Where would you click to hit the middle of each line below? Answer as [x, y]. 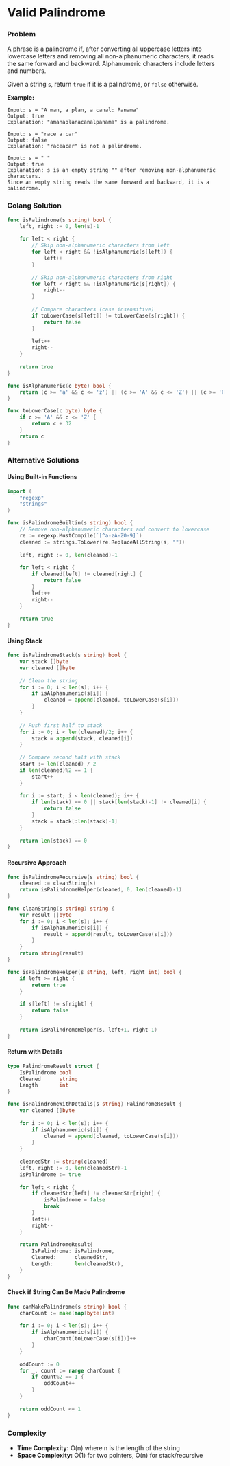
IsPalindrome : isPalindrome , [73, 1251]
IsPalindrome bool [46, 1073]
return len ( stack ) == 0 [53, 841]
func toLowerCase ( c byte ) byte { [55, 411]
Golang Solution [34, 206]
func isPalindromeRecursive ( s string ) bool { [73, 877]
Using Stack [25, 641]
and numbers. [27, 71]
